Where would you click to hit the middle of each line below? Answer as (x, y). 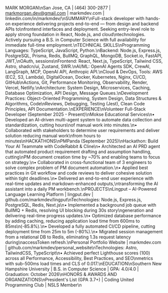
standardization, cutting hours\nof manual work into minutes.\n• (71, 125)
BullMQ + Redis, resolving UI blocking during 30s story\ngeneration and (79, 210)
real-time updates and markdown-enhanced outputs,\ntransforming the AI (82, 184)
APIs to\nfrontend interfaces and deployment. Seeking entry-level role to (80, 29)
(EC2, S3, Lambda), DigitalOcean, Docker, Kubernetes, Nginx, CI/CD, (76, 77)
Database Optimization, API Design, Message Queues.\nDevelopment (77, 93)
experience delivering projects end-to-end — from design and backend (85, 24)
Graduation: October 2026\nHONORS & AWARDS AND (61, 274)
